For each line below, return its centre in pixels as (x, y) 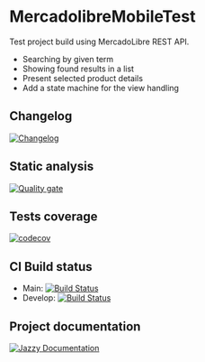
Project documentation (75, 326)
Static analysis (52, 167)
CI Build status (51, 267)
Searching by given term (68, 59)
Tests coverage (53, 216)
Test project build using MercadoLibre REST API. (99, 42)
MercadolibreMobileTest (102, 17)
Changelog (41, 116)
